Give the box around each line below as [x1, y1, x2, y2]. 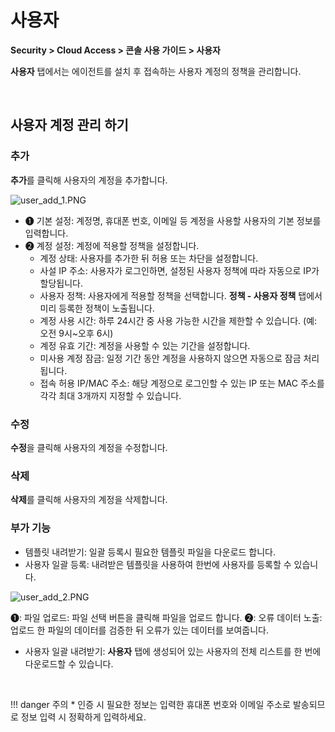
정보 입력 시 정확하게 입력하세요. [20, 711, 147, 723]
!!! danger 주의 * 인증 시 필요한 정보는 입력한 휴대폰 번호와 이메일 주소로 [10, 698, 291, 710]
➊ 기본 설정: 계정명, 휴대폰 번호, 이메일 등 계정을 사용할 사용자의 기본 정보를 [24, 214, 322, 226]
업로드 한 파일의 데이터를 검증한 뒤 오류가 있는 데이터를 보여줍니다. [10, 624, 269, 636]
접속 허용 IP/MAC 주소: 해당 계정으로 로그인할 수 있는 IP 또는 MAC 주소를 [39, 377, 325, 389]
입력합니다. [24, 227, 69, 239]
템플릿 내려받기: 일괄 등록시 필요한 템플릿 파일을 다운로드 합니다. [24, 546, 277, 558]
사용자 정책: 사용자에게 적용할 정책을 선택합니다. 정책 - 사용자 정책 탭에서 [39, 289, 323, 301]
